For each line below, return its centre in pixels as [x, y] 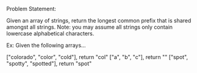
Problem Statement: [31, 9]
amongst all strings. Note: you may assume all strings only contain [89, 27]
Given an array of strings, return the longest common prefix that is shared [99, 20]
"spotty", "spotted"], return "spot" [49, 64]
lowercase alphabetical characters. [50, 33]
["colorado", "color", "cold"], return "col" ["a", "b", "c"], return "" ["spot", [97, 57]
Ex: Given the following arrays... [46, 45]
